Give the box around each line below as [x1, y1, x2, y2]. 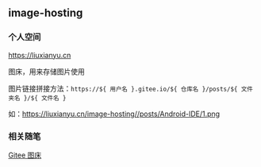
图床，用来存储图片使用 [8, 67, 85, 76]
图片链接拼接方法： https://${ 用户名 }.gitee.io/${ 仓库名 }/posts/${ [8, 83, 238, 93]
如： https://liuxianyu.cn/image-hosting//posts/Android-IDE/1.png [8, 109, 221, 118]
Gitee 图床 [8, 150, 42, 160]
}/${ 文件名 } [23, 94, 67, 102]
